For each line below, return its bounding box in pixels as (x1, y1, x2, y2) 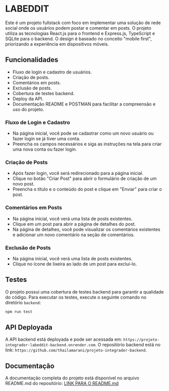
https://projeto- (123, 337, 160, 342)
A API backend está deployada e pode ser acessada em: (5, 336, 122, 342)
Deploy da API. (12, 95, 44, 102)
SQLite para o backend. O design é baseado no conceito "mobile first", (5, 36, 152, 42)
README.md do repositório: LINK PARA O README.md (5, 380, 119, 386)
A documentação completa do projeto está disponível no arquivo (5, 375, 139, 381)
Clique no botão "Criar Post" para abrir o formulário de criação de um (12, 175, 157, 181)
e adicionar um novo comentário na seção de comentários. (12, 232, 135, 238)
